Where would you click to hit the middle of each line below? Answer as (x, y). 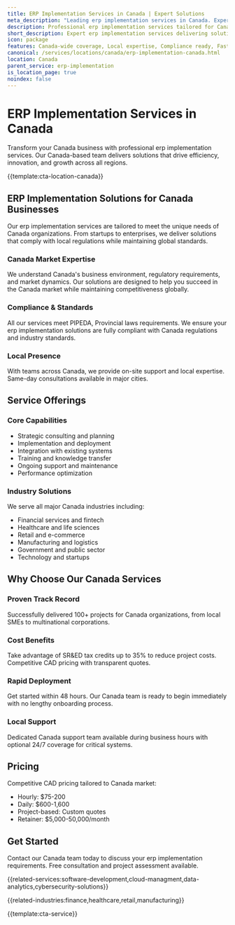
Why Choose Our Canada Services (84, 579)
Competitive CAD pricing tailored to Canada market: (82, 783)
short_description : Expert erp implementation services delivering (108, 33)
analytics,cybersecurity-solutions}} (58, 886)
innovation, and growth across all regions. (67, 163)
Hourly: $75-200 (41, 797)
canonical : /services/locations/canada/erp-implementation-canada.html (114, 53)
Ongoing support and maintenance (67, 465)
